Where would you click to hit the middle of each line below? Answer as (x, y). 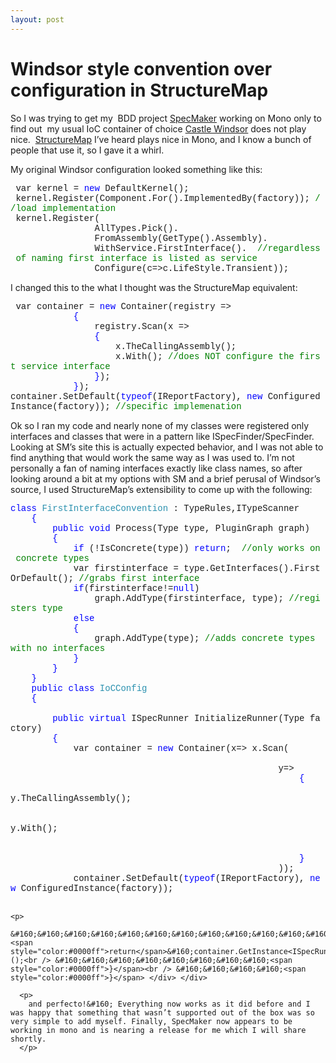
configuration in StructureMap (139, 90)
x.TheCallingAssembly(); (176, 346)
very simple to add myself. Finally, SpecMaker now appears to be (151, 1021)
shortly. (28, 1039)
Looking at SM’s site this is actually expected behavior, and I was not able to (167, 447)
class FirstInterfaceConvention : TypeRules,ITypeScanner (155, 508)
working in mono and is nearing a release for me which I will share (158, 1030)
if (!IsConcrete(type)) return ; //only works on (197, 548)
